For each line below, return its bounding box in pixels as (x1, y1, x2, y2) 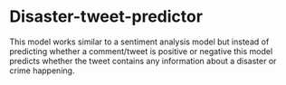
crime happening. (9, 65, 75, 76)
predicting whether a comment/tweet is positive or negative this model (9, 45, 273, 56)
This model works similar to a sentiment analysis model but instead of (9, 36, 270, 47)
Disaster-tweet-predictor (9, 6, 204, 27)
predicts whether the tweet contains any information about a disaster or (9, 55, 277, 66)
